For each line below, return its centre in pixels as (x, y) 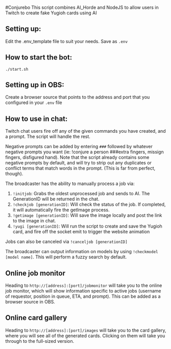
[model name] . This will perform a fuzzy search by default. (66, 257)
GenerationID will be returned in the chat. (56, 199)
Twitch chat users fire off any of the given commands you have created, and (86, 131)
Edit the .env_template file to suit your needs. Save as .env (67, 41)
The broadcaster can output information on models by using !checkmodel (82, 252)
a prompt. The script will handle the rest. (48, 137)
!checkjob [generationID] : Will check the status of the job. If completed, (89, 204)
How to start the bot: (39, 58)
